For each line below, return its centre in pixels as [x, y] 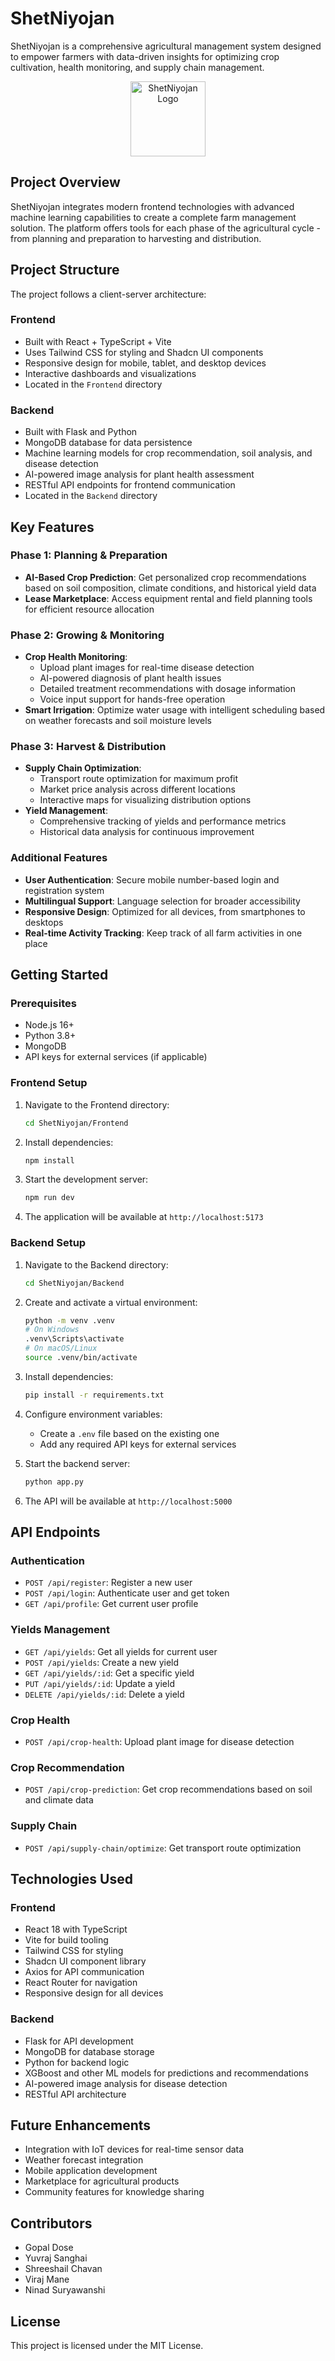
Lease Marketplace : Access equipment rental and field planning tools [168, 598]
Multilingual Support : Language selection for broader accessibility [162, 901]
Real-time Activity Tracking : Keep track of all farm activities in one [163, 933]
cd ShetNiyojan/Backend [74, 1283]
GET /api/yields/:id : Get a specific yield [109, 1673]
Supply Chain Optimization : [83, 768]
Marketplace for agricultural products [102, 2181]
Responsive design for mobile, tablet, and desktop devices [145, 363]
